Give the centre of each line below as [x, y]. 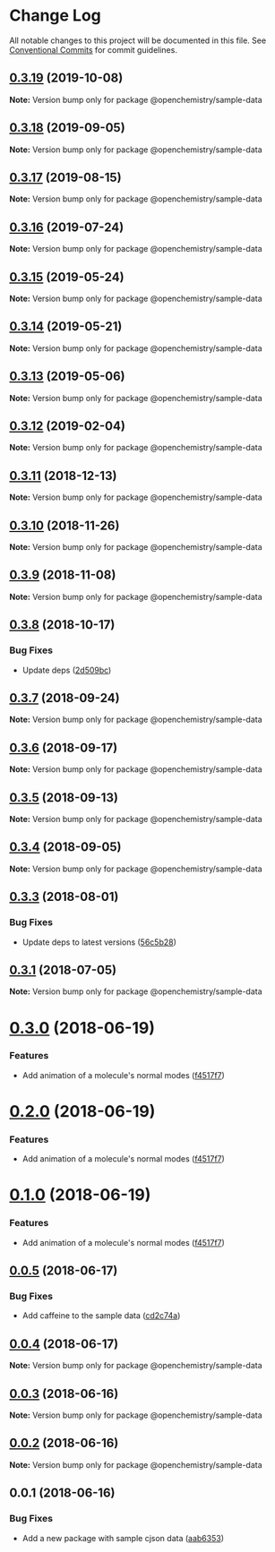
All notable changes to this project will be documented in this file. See [138, 40]
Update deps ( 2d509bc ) [67, 670]
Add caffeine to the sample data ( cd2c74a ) [101, 1316]
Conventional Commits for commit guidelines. [93, 49]
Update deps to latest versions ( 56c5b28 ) [99, 942]
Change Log [55, 16]
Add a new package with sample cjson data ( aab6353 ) [123, 1538]
